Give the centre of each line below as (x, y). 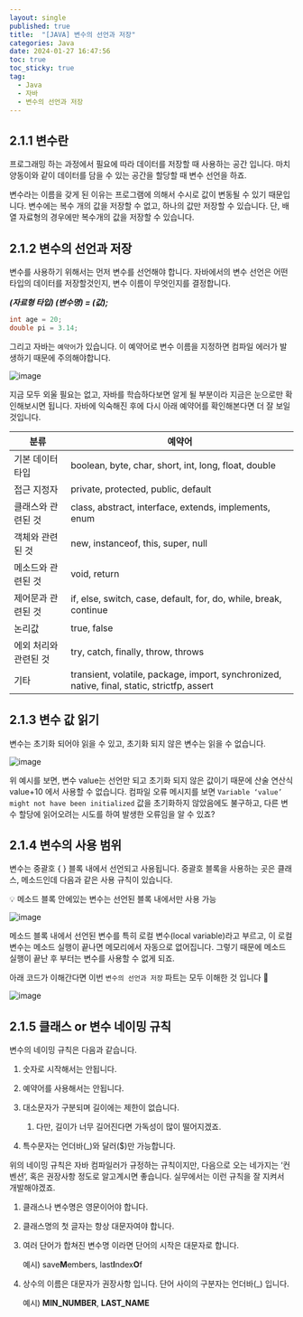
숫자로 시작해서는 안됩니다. (69, 1069)
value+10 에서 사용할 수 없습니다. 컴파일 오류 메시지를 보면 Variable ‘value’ (146, 791)
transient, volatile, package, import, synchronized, (176, 674)
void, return (95, 573)
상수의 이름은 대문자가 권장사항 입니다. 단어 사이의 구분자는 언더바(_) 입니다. (156, 1284)
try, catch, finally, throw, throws (138, 652)
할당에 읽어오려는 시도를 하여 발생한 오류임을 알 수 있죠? (117, 814)
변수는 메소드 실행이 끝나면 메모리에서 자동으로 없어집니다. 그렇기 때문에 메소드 (148, 947)
